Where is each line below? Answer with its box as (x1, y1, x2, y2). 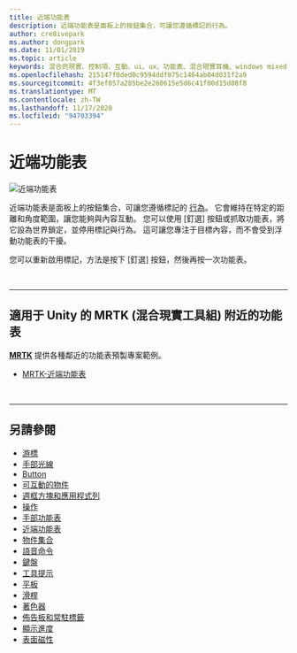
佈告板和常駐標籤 (21, 611, 85, 622)
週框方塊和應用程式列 (21, 490, 100, 501)
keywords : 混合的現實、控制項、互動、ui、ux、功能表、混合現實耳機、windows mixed (9, 63, 287, 72)
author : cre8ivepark (9, 29, 86, 38)
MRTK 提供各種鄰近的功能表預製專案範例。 (9, 350, 166, 360)
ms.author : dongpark (9, 37, 86, 47)
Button (21, 468, 47, 479)
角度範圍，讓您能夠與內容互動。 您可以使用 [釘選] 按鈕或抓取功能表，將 (24, 213, 286, 224)
